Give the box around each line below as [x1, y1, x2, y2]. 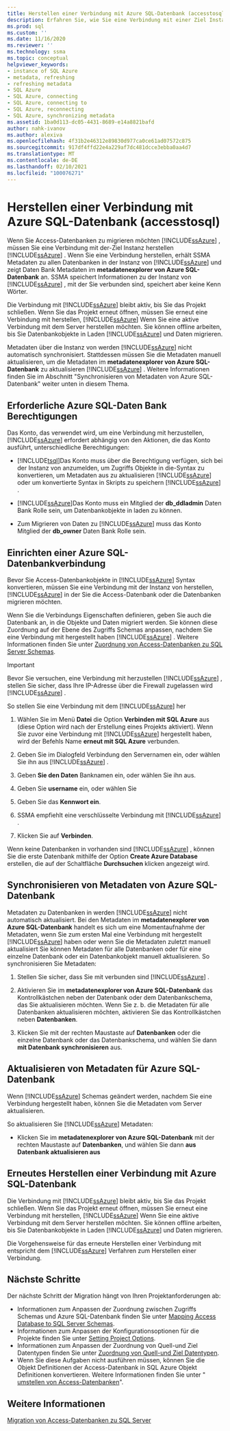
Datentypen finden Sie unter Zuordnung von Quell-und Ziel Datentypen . [16, 1349, 220, 1357]
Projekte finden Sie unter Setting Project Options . [16, 1334, 156, 1342]
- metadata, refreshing [7, 73, 75, 81]
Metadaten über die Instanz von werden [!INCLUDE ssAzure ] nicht [7, 343, 192, 352]
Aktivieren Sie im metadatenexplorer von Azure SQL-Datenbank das [16, 986, 214, 994]
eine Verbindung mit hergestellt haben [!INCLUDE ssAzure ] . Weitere [7, 633, 199, 641]
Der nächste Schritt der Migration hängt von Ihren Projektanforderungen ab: [7, 1292, 221, 1300]
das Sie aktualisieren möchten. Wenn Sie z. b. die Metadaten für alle [16, 1000, 209, 1009]
